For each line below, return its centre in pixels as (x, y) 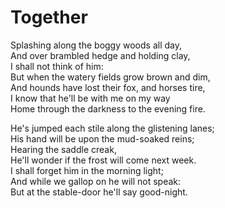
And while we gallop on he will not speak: (96, 181)
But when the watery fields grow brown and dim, (110, 77)
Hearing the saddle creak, (63, 149)
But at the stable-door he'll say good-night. (99, 192)
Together (49, 17)
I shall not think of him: (57, 66)
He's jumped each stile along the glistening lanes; (112, 128)
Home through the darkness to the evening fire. (108, 108)
